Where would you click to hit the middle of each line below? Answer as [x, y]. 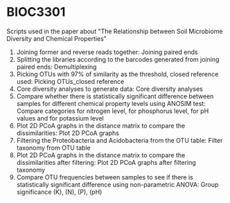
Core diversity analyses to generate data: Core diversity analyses [110, 89]
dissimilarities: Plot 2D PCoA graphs [68, 133]
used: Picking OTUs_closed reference [70, 81]
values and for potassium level [60, 118]
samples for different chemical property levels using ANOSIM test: [111, 103]
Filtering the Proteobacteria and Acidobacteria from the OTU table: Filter [120, 140]
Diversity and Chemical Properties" [56, 38]
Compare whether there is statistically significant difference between [115, 96]
